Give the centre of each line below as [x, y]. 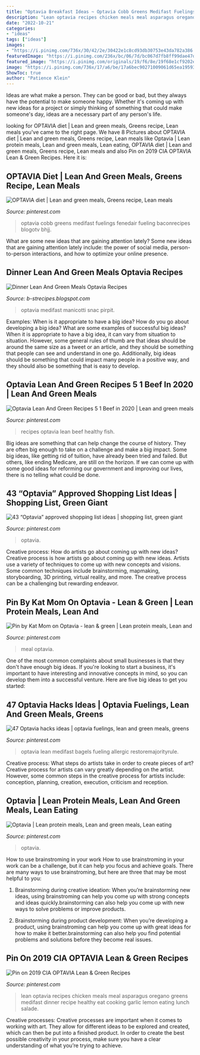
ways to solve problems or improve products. [70, 909]
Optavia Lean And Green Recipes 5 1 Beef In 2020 [100, 385]
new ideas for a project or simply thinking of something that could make [94, 108]
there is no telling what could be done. [53, 474]
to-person [18, 254]
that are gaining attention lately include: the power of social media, [88, 247]
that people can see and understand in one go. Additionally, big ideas [91, 353]
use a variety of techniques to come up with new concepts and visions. [93, 564]
